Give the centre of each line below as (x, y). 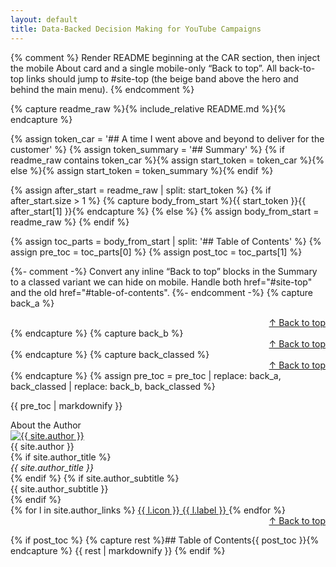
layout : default (44, 19)
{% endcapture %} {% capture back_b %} (97, 333)
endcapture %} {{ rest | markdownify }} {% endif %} (118, 550)
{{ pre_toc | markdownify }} (66, 405)
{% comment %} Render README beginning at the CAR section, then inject (165, 57)
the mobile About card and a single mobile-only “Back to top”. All (143, 68)
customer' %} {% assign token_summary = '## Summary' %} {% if (147, 149)
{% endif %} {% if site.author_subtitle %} (95, 478)
